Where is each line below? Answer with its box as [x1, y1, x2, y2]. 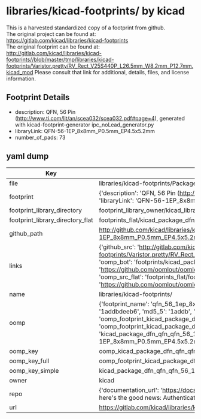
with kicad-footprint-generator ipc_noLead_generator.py [14, 121, 154, 128]
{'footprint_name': [98, 300, 150, 308]
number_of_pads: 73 [14, 134, 66, 141]
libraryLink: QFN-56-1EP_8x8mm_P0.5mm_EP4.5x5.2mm [14, 127, 156, 134]
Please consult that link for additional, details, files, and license [34, 68, 190, 76]
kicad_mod [6, 68, 33, 76]
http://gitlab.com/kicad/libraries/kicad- [6, 49, 102, 56]
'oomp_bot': [98, 258, 133, 266]
